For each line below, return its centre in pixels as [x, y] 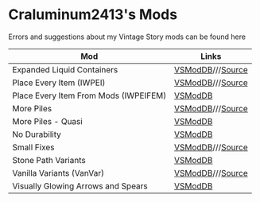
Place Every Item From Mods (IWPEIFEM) [89, 95]
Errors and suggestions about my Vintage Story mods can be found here [127, 37]
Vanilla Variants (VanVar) [58, 173]
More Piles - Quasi [48, 121]
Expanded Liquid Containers [65, 69]
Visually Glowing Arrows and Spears [80, 186]
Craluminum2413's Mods [93, 15]
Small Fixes [33, 147]
